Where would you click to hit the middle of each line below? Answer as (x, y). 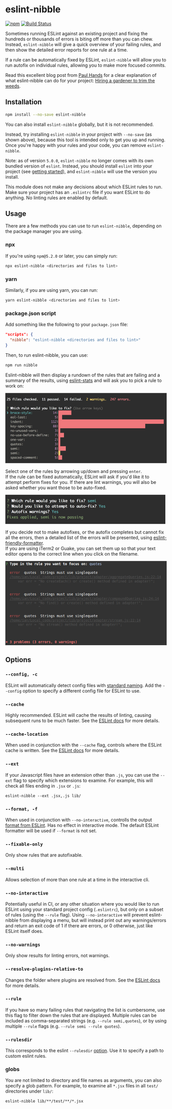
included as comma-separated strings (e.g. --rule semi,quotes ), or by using (86, 1020)
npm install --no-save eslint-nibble (46, 114)
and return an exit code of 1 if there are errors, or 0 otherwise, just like (79, 926)
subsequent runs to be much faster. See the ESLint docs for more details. (82, 721)
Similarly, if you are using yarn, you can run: (52, 290)
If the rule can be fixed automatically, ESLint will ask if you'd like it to (77, 477)
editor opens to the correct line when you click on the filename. (72, 553)
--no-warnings (23, 945)
